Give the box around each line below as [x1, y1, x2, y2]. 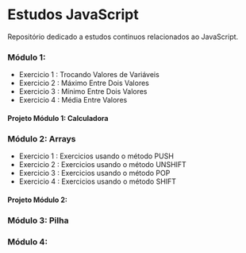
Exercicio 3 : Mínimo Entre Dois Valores [18, 87, 148, 96]
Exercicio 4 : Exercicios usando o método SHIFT [18, 177, 176, 186]
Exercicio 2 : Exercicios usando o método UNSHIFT [18, 160, 187, 169]
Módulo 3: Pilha [7, 215, 69, 226]
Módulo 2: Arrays [7, 133, 76, 144]
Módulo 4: [7, 236, 48, 247]
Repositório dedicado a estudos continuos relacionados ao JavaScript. [7, 32, 239, 41]
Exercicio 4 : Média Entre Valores [18, 95, 128, 105]
